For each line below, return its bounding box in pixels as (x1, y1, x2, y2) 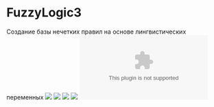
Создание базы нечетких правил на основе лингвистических (6, 27, 187, 36)
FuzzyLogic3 (6, 5, 82, 21)
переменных (6, 93, 44, 101)
